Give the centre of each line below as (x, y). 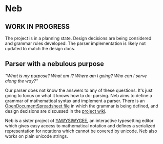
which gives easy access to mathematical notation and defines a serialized (80, 125)
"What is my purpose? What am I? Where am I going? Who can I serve (76, 76)
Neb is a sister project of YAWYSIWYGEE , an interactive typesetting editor (79, 121)
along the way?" (21, 81)
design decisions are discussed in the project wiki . (56, 111)
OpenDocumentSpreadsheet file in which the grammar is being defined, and (82, 106)
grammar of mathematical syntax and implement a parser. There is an (75, 101)
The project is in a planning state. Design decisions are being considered (78, 38)
